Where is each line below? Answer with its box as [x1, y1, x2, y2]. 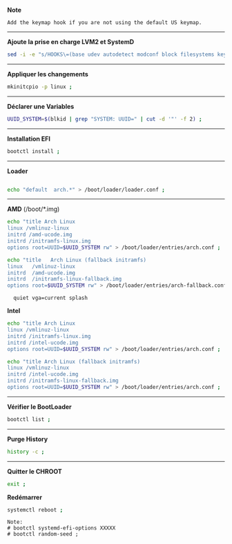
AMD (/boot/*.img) [7, 205, 60, 213]
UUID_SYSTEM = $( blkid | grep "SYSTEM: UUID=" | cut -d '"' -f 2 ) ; [7, 115, 202, 123]
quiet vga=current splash [13, 294, 88, 302]
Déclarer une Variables [7, 102, 75, 110]
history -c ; [7, 448, 45, 455]
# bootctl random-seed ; [7, 531, 79, 538]
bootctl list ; [7, 416, 51, 423]
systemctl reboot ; [7, 506, 64, 513]
